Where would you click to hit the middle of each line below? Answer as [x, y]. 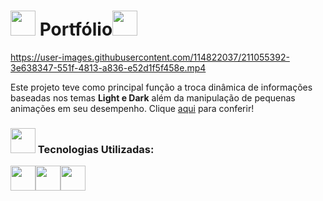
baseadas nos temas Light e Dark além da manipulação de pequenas [153, 97]
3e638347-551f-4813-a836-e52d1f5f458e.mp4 [108, 67]
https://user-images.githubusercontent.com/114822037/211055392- [150, 57]
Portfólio [76, 29]
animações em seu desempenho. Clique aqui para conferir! [132, 108]
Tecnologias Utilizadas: [96, 149]
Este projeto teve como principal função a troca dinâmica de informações [161, 87]
